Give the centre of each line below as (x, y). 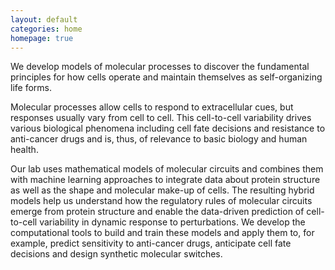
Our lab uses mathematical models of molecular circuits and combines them (167, 169)
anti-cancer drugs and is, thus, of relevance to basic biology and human (159, 139)
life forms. (31, 88)
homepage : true (42, 38)
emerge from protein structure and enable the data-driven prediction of (157, 212)
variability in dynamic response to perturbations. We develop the (172, 222)
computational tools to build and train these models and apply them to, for (162, 233)
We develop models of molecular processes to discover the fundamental (160, 67)
